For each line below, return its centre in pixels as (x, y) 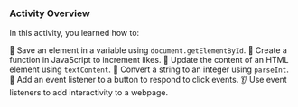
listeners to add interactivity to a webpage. (89, 93)
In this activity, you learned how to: (74, 33)
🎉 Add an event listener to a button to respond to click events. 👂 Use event (148, 80)
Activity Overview (50, 13)
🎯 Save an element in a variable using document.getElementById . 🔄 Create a (148, 50)
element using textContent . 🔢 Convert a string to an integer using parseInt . (149, 69)
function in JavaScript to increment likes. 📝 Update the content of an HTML (149, 60)
